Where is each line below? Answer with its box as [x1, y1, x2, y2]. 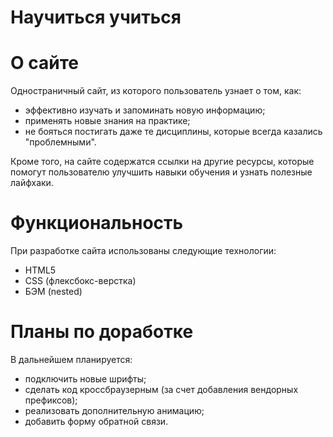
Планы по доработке [10, 321, 194, 343]
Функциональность [10, 212, 184, 235]
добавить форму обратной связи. [24, 416, 169, 427]
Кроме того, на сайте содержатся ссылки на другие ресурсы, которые [10, 156, 315, 168]
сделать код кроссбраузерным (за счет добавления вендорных [24, 384, 299, 395]
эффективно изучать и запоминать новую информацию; [24, 104, 266, 116]
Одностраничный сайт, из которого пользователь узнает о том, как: [10, 85, 302, 97]
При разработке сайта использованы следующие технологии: [10, 245, 277, 257]
